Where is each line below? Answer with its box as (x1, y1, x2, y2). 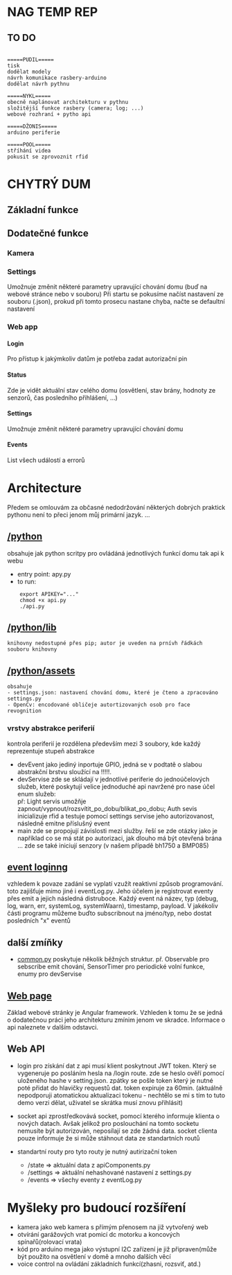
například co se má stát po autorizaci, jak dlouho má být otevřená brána (17, 834, 222, 842)
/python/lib (7, 622, 57, 633)
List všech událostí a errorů (7, 456, 85, 464)
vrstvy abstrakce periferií (7, 724, 95, 733)
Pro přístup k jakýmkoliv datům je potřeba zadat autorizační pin (7, 354, 188, 363)
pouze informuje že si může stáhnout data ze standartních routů (17, 1133, 200, 1142)
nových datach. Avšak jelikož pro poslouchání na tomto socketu (17, 1119, 199, 1127)
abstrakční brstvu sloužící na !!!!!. (17, 767, 112, 776)
